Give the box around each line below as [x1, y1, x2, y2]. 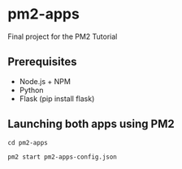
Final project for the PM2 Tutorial [7, 32, 118, 41]
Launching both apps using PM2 [7, 117, 175, 131]
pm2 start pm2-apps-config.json [7, 153, 117, 161]
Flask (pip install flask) [19, 94, 95, 104]
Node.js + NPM [19, 76, 71, 86]
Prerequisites [7, 55, 77, 69]
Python [19, 85, 44, 95]
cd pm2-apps [7, 138, 48, 146]
